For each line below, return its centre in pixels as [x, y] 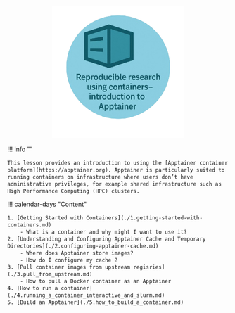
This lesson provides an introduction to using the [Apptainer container [118, 163]
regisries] [149, 267]
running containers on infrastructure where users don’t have [100, 177]
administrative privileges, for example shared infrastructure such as [114, 184]
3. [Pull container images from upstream [69, 267]
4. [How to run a [33, 288]
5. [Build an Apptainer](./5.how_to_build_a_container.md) [96, 302]
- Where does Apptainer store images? [77, 253]
